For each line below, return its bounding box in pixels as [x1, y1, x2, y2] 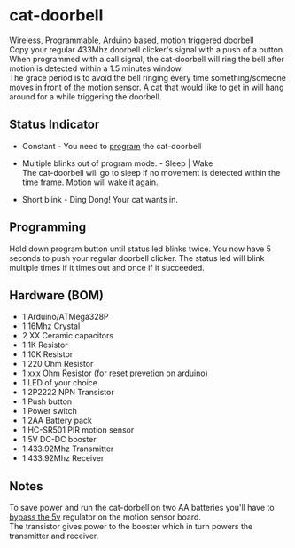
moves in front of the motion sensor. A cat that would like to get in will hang [9, 82, 284, 92]
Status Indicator [9, 117, 100, 132]
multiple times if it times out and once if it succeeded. [9, 262, 206, 273]
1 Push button [21, 396, 73, 407]
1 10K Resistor [21, 349, 74, 360]
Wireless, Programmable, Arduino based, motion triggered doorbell [9, 35, 254, 45]
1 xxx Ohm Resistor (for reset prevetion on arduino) [21, 368, 208, 378]
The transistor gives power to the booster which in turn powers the [9, 521, 253, 532]
